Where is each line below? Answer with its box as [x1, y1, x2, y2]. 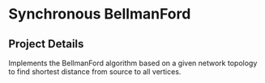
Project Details [8, 37, 84, 51]
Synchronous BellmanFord [8, 5, 191, 23]
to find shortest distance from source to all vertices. [8, 67, 182, 77]
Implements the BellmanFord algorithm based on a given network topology [8, 58, 258, 68]
